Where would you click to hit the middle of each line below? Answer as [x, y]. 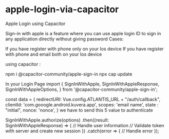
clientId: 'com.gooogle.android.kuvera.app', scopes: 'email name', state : [82, 105]
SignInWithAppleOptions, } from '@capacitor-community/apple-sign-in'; [81, 89]
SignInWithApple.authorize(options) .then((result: [57, 120]
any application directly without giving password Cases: [64, 39]
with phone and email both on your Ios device [54, 54]
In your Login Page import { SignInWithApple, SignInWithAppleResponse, [82, 84]
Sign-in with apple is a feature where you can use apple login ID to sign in [83, 33]
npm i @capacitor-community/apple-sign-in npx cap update [69, 74]
